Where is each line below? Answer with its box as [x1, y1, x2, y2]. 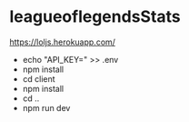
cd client [22, 73, 56, 84]
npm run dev [22, 102, 71, 113]
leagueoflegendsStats [9, 6, 182, 27]
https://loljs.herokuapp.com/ [9, 36, 116, 47]
